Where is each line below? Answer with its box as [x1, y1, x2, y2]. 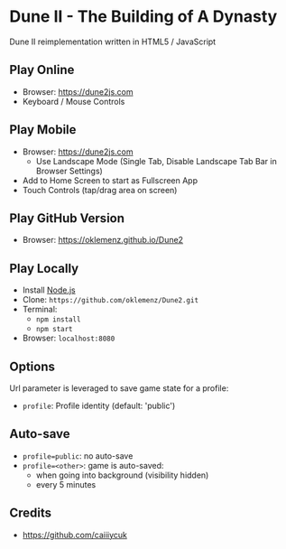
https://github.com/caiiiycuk [22, 529, 128, 540]
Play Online [9, 62, 75, 78]
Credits [9, 506, 52, 521]
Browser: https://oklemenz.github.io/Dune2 [22, 235, 183, 246]
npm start [35, 325, 74, 334]
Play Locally [9, 260, 79, 276]
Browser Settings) [35, 165, 104, 176]
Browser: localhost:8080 [22, 332, 115, 344]
